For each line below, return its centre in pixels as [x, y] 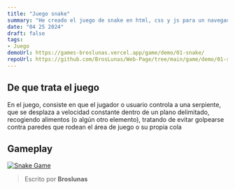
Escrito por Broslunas [56, 179]
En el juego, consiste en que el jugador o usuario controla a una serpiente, [114, 104]
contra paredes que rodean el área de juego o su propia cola [94, 127]
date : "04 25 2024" [36, 27]
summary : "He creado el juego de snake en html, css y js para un [106, 20]
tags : [15, 40]
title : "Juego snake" [39, 14]
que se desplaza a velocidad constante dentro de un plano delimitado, [108, 112]
